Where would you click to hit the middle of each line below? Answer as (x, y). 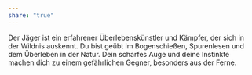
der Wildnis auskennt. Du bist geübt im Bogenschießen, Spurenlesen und (126, 46)
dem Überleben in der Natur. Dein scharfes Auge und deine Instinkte (119, 54)
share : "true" (31, 15)
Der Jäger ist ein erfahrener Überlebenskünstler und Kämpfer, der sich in (126, 37)
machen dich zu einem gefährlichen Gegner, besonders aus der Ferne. (122, 62)
